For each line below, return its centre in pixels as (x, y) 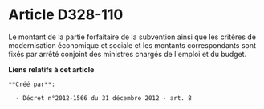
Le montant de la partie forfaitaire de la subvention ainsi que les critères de (132, 37)
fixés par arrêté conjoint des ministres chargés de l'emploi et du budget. (128, 54)
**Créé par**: (32, 84)
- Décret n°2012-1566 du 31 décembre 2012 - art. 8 (104, 98)
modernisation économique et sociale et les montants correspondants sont (132, 45)
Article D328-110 (66, 15)
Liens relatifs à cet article (51, 69)
